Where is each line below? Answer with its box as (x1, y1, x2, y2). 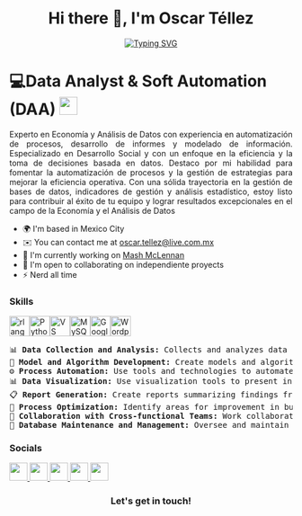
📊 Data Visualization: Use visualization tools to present (9, 377, 279, 387)
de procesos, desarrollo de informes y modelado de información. (9, 138, 293, 149)
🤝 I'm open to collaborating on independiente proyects (22, 259, 225, 270)
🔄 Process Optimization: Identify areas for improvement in (9, 402, 280, 413)
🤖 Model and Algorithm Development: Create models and (9, 357, 256, 368)
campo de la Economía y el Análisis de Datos (9, 205, 175, 216)
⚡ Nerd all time (22, 269, 78, 280)
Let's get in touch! (111, 494, 191, 507)
